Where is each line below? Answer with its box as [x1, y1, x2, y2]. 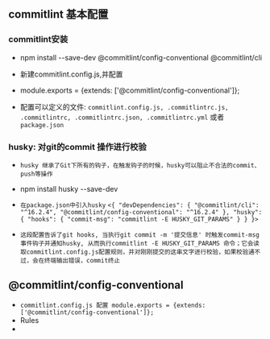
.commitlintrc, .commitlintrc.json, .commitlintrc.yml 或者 [19, 112, 224, 122]
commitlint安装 [8, 34, 69, 45]
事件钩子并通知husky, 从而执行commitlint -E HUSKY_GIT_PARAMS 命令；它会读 [19, 239, 260, 247]
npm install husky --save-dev [19, 184, 118, 193]
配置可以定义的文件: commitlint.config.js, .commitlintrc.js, [19, 101, 229, 111]
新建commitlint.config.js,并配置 [19, 69, 123, 79]
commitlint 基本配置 [8, 7, 109, 22]
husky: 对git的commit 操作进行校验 [8, 141, 147, 152]
